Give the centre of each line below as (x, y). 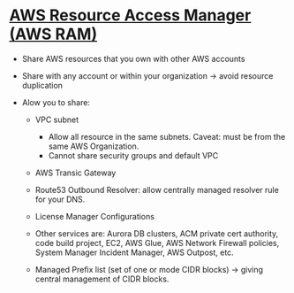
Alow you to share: (56, 102)
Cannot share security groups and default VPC (133, 155)
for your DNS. (60, 199)
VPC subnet (57, 120)
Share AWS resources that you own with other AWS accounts (133, 58)
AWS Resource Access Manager (130, 15)
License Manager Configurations (94, 216)
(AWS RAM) (53, 34)
